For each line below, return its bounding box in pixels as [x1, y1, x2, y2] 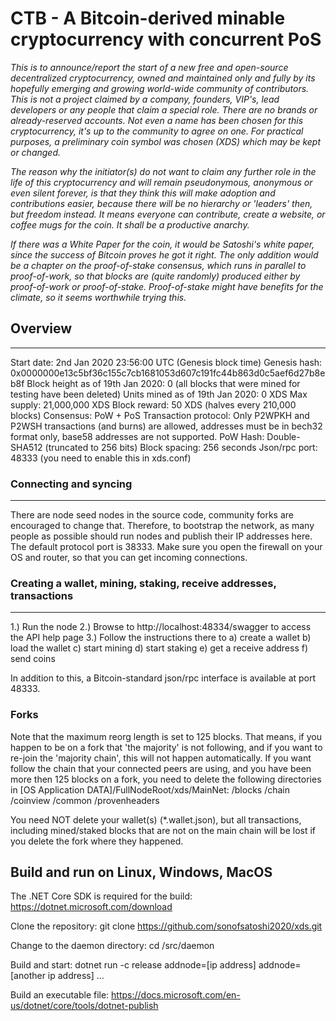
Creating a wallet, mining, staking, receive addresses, [10, 576, 277, 590]
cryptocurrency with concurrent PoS [10, 28, 322, 51]
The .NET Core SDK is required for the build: [10, 890, 193, 902]
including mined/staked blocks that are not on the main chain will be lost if [10, 824, 317, 836]
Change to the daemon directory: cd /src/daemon [10, 940, 215, 952]
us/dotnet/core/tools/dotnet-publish [10, 1000, 159, 1012]
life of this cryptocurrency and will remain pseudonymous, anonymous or [10, 176, 313, 188]
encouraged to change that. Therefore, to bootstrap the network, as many [10, 520, 315, 532]
